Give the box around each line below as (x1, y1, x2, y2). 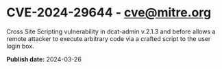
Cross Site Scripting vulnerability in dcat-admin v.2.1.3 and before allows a (6, 27, 216, 36)
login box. (6, 42, 35, 50)
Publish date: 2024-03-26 (6, 55, 82, 63)
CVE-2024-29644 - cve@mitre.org (6, 5, 212, 20)
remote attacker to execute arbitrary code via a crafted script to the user (6, 34, 211, 42)
